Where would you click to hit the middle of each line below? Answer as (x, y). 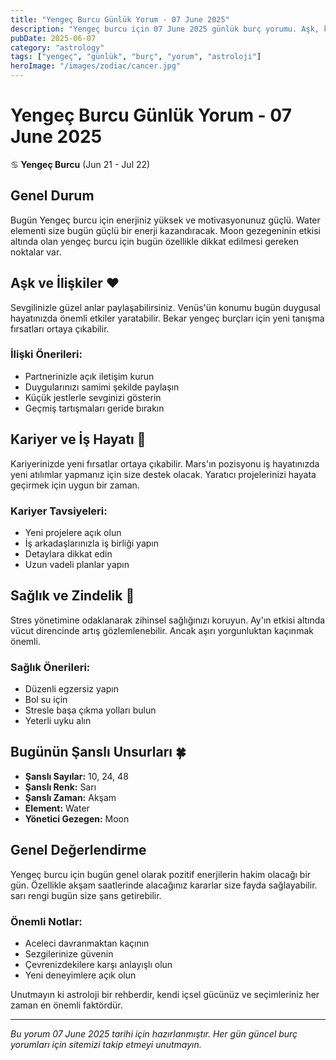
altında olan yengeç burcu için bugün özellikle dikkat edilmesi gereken (154, 241)
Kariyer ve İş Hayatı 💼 (78, 439)
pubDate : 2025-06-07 (53, 38)
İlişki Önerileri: (46, 354)
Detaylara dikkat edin (68, 553)
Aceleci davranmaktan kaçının (87, 943)
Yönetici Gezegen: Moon (77, 818)
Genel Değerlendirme (78, 850)
